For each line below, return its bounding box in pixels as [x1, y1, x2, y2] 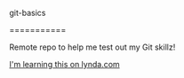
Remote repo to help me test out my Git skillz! [9, 42, 176, 52]
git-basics [9, 8, 46, 18]
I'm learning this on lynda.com [9, 59, 120, 69]
